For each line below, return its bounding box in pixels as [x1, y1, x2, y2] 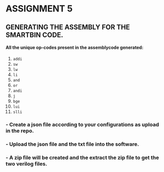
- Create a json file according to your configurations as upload [5, 121, 159, 128]
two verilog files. [5, 160, 47, 167]
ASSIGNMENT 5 [5, 3, 73, 14]
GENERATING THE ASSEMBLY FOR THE [5, 23, 130, 31]
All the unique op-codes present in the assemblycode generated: [5, 44, 144, 50]
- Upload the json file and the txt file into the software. [5, 141, 139, 148]
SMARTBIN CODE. [5, 30, 64, 39]
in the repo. [5, 127, 34, 134]
